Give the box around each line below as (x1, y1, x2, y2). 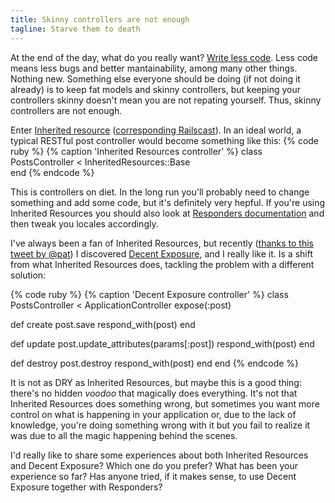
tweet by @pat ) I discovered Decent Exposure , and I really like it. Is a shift (10, 247, 313, 260)
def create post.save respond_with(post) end (10, 318, 196, 330)
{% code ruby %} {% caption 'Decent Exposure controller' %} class (10, 288, 289, 300)
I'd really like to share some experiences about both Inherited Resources (10, 449, 309, 461)
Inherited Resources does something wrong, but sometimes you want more (10, 397, 320, 410)
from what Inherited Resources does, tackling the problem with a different (10, 258, 315, 270)
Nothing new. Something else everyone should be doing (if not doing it (10, 72, 301, 85)
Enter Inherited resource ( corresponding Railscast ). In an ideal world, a (10, 124, 302, 136)
